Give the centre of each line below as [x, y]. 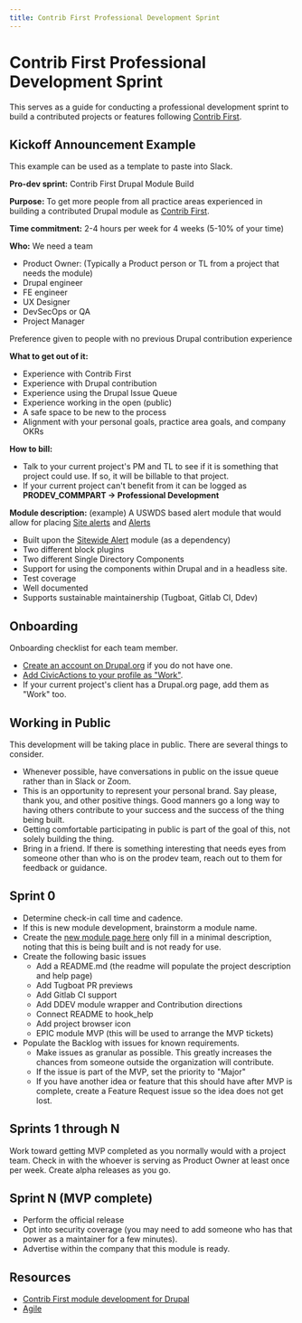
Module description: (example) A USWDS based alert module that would [146, 513]
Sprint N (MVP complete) [81, 1199]
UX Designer [46, 302]
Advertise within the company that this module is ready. [126, 1249]
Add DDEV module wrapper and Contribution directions [139, 1004]
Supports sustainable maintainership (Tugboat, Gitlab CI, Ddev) [140, 598]
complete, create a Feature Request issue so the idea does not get [160, 1091]
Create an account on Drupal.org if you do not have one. [127, 666]
